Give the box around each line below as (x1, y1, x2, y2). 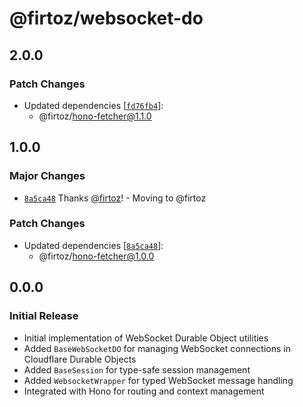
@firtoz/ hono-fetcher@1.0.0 (38, 250, 155, 262)
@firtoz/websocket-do (9, 7, 204, 30)
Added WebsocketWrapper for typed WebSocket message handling (23, 374, 294, 386)
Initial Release (9, 309, 79, 323)
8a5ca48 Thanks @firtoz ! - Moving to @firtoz (23, 192, 207, 204)
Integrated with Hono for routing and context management (23, 385, 265, 397)
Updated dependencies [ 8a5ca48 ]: (23, 239, 164, 251)
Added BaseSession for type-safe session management (23, 363, 251, 376)
